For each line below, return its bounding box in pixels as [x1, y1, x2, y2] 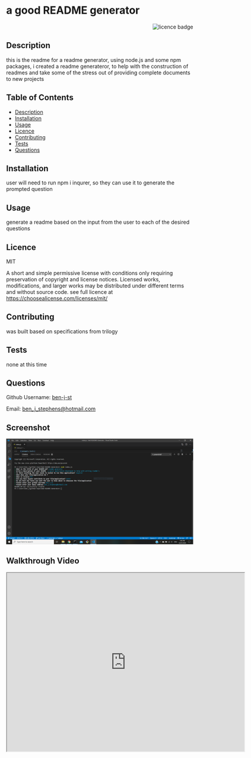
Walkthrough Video [6, 556, 80, 566]
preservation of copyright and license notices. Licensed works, [6, 276, 160, 283]
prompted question [6, 186, 53, 193]
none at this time [6, 361, 47, 368]
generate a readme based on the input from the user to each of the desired [6, 218, 190, 226]
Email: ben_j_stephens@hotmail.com [6, 405, 96, 412]
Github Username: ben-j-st [6, 394, 72, 401]
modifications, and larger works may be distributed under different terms [6, 282, 185, 289]
